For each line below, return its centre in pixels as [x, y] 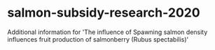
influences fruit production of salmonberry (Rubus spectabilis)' [98, 39]
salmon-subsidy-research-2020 [104, 13]
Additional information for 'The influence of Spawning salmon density [107, 32]
